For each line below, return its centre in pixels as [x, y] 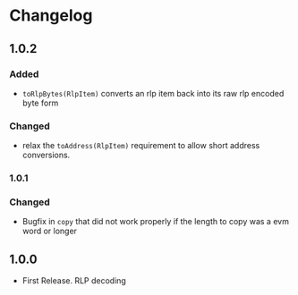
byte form [40, 103]
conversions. [46, 155]
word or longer [50, 231]
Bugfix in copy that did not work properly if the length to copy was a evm [155, 222]
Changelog [51, 16]
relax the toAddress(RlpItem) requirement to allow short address [141, 146]
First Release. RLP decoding [74, 281]
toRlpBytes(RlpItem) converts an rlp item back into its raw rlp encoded [153, 93]
